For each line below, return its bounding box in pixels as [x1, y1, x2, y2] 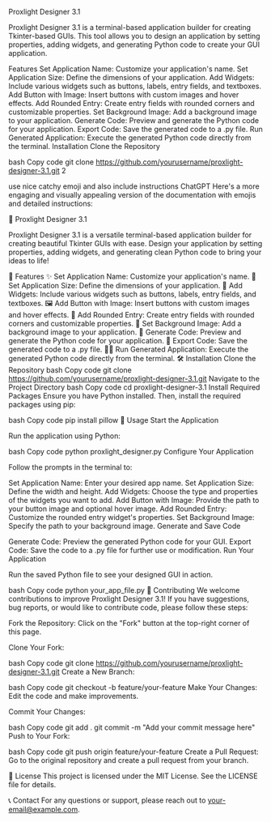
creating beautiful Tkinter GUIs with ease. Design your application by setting [8, 239, 263, 248]
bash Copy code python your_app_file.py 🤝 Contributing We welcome [8, 586, 240, 594]
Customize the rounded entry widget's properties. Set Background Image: [8, 513, 255, 522]
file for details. [8, 780, 57, 789]
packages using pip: [8, 400, 76, 409]
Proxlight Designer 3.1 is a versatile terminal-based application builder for [8, 230, 252, 240]
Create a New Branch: [61, 667, 135, 676]
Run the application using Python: [8, 431, 121, 441]
